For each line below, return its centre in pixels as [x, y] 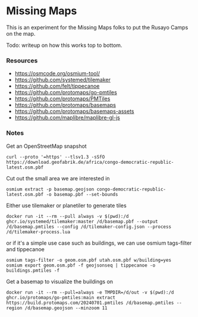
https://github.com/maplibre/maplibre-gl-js [67, 118]
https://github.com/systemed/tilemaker [63, 80]
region [14, 308]
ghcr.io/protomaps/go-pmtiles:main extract [61, 297]
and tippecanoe [25, 249]
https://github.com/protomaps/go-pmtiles [66, 93]
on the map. [21, 33]
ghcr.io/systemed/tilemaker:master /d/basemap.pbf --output [82, 221]
